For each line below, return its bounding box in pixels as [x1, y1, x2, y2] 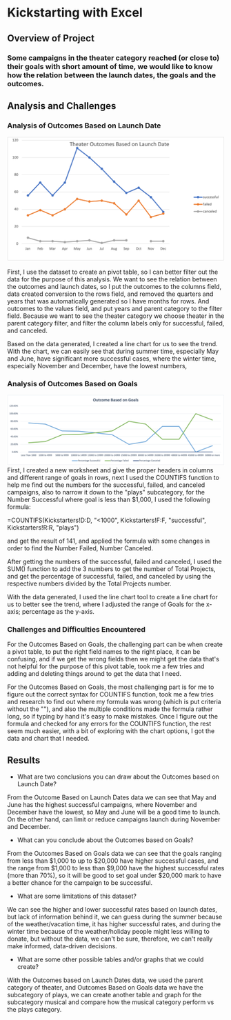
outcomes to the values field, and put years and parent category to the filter [7, 305, 223, 313]
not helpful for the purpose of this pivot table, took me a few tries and [7, 662, 205, 670]
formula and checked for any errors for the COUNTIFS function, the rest [7, 719, 212, 728]
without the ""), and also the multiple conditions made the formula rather [7, 705, 213, 713]
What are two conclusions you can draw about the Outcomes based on [17, 772, 219, 781]
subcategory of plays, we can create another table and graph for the [7, 990, 202, 999]
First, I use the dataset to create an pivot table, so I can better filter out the [7, 268, 219, 277]
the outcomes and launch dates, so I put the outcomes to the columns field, [7, 283, 222, 291]
